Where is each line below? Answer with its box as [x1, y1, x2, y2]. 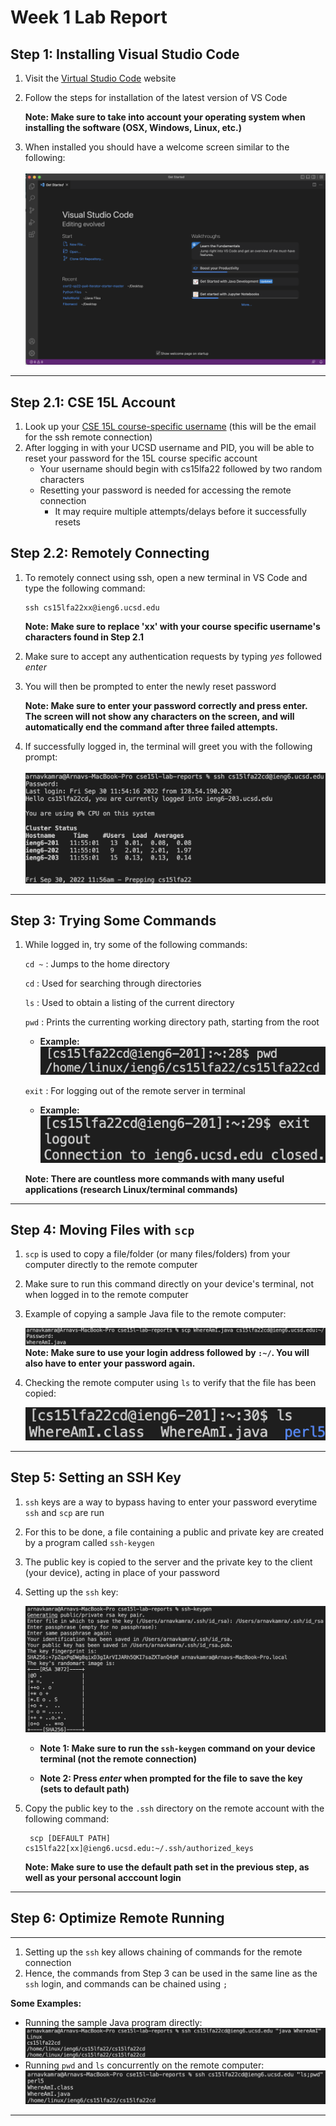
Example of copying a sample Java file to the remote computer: [24, 1308, 287, 1320]
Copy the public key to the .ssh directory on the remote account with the [24, 1802, 325, 1814]
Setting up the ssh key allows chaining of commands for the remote [24, 1946, 303, 1958]
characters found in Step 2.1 [24, 631, 145, 643]
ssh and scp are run [24, 1506, 105, 1518]
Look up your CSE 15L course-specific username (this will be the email [24, 421, 317, 433]
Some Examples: [10, 1997, 82, 2009]
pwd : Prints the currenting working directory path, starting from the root [24, 1016, 320, 1028]
